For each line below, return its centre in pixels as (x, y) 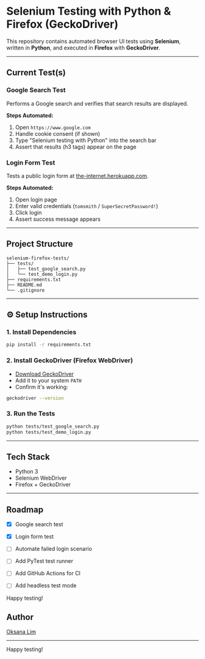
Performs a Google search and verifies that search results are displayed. (97, 103)
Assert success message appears (58, 219)
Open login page (36, 199)
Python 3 (27, 472)
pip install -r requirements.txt (49, 345)
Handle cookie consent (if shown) (58, 133)
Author (20, 617)
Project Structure (40, 244)
